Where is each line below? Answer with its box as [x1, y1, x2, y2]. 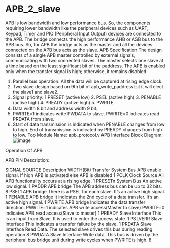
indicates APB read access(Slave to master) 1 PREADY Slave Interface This [5, 210, 161, 216]
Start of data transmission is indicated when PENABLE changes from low [12, 121, 165, 127]
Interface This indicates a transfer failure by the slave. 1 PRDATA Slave [5, 221, 152, 227]
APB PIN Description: [5, 157, 50, 163]
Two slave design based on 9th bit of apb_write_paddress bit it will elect [12, 83, 163, 89]
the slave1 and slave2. [12, 89, 59, 95]
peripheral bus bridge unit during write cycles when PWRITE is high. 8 [5, 237, 152, 243]
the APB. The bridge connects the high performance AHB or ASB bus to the [5, 36, 163, 42]
